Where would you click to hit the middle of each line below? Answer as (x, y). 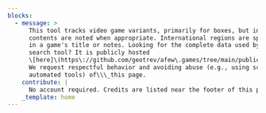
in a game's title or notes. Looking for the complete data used (139, 45)
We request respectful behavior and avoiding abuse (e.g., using (139, 68)
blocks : (20, 16)
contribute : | (45, 82)
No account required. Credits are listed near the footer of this (141, 90)
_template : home (49, 97)
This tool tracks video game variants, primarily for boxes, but (139, 30)
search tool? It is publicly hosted (89, 53)
